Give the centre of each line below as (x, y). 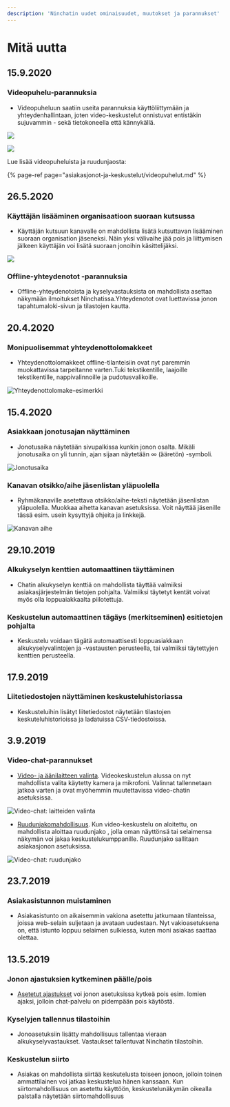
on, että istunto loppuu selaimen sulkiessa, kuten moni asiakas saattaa (117, 931)
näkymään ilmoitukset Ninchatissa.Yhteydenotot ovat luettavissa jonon (117, 299)
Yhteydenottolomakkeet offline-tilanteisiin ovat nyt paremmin (104, 363)
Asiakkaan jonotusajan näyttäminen (69, 431)
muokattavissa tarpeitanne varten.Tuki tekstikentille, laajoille (102, 370)
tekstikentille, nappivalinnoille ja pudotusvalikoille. (87, 377)
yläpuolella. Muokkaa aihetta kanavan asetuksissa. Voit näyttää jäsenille (119, 508)
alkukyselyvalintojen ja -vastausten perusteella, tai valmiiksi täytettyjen (117, 648)
